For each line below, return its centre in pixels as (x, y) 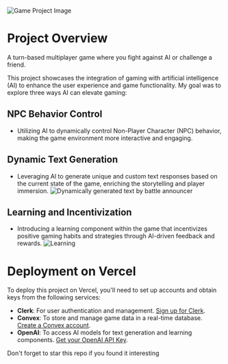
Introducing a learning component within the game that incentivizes (112, 229)
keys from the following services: (54, 297)
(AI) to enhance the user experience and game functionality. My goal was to (114, 85)
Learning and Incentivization (69, 212)
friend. (16, 65)
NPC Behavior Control (55, 114)
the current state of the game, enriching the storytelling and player (111, 183)
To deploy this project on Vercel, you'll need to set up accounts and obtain (112, 290)
